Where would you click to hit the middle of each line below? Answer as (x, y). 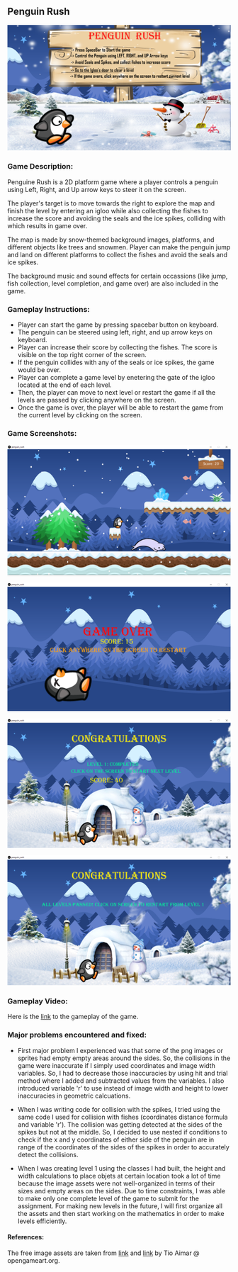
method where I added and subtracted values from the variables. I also (121, 1081)
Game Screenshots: (42, 433)
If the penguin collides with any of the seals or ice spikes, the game (116, 362)
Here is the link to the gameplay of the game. (73, 1017)
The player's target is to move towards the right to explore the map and (111, 203)
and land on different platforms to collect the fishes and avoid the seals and (118, 254)
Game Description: (40, 167)
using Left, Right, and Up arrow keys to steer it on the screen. (97, 189)
